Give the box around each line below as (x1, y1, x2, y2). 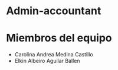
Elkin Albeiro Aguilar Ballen (14, 58, 81, 65)
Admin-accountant (6, 4, 101, 18)
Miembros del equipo (6, 31, 112, 45)
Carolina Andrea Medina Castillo (14, 51, 93, 58)
